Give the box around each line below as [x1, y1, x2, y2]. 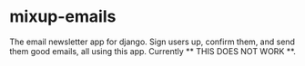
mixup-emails [9, 6, 117, 27]
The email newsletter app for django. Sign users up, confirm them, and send [9, 36, 296, 47]
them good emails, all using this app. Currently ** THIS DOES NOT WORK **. [9, 45, 296, 56]
